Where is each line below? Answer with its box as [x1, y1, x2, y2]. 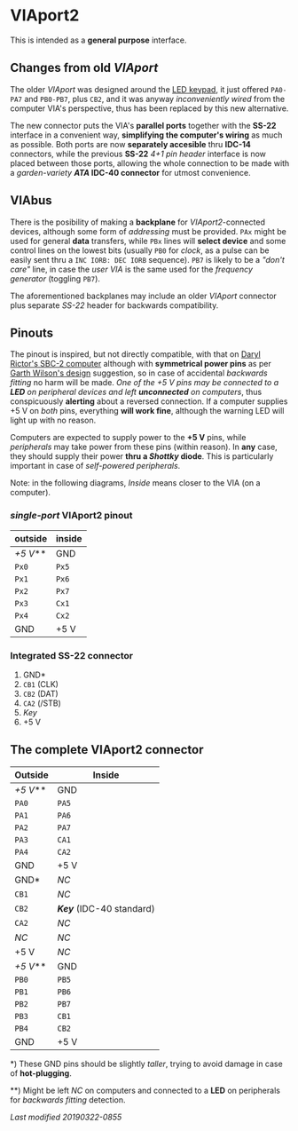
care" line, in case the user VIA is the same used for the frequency [10, 264, 254, 274]
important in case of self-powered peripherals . [10, 461, 181, 471]
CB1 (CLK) [22, 678, 59, 689]
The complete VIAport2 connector [10, 742, 204, 757]
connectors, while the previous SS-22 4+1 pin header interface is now [10, 148, 267, 159]
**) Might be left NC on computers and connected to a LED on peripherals [10, 1085, 280, 1095]
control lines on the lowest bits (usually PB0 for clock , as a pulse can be [10, 245, 270, 256]
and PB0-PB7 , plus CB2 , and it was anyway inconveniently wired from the [24, 93, 286, 104]
